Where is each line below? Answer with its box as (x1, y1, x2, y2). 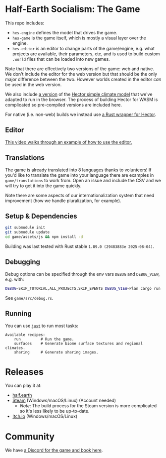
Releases (5, 366, 44, 377)
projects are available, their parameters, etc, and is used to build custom (12, 51, 160, 57)
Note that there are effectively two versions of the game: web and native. (5, 66, 155, 72)
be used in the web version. (5, 81, 62, 88)
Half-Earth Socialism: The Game (5, 3, 140, 15)
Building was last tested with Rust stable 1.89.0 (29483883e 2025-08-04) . (5, 243, 155, 249)
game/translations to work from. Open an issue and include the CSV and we (5, 177, 161, 183)
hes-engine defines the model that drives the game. (12, 29, 117, 35)
